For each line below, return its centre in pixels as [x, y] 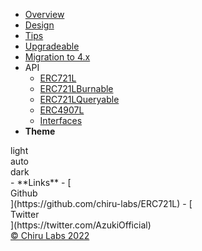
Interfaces [61, 120]
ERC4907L [62, 110]
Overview [44, 14]
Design [39, 25]
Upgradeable [52, 46]
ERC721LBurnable [76, 88]
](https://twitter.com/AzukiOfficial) [81, 225]
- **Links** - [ [41, 182]
